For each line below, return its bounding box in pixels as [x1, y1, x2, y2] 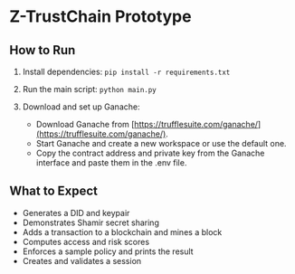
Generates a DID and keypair [22, 207, 130, 218]
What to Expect [9, 184, 98, 199]
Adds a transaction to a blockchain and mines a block [22, 226, 223, 237]
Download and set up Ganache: [22, 101, 140, 112]
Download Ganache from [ [35, 119, 135, 129]
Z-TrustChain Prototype [9, 6, 192, 27]
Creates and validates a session [22, 255, 142, 266]
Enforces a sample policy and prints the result [22, 246, 194, 257]
